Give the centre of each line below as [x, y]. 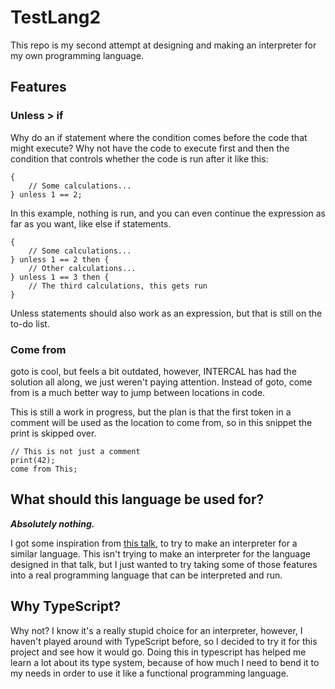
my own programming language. [77, 55]
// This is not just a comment [75, 451]
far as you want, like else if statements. [91, 223]
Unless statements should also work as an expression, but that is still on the [166, 313]
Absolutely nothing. [52, 523]
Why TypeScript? [66, 606]
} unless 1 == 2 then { [60, 259]
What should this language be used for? [137, 499]
